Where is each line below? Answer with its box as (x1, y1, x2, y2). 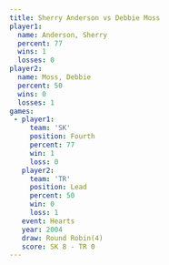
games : (9, 107, 35, 116)
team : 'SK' (29, 124, 71, 133)
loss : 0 (29, 157, 59, 167)
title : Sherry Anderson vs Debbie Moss (9, 13, 161, 23)
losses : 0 (17, 56, 55, 65)
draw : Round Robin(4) (21, 233, 104, 242)
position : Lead (29, 183, 88, 192)
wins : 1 (17, 47, 47, 56)
